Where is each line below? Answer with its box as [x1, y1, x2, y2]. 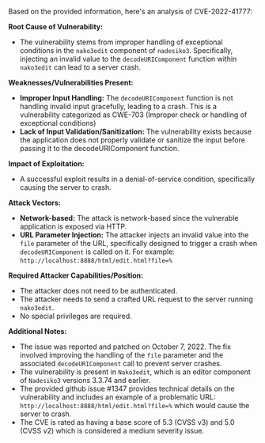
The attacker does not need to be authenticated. [19, 286, 178, 295]
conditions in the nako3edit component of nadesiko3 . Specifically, [19, 46, 233, 55]
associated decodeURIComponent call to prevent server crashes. [19, 359, 222, 368]
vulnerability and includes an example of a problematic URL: [19, 392, 216, 402]
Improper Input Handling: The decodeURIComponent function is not [19, 93, 233, 102]
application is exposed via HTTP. [19, 221, 127, 231]
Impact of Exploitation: [8, 159, 85, 168]
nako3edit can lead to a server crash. [19, 62, 141, 72]
